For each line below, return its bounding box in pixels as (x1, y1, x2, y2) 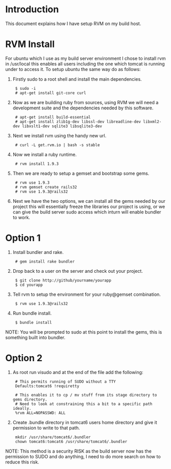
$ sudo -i (15, 86, 36, 91)
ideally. (12, 406, 32, 411)
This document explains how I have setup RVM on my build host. (5, 20, 141, 27)
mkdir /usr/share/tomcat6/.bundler (15, 434, 91, 440)
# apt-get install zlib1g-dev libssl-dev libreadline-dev (15, 119, 141, 124)
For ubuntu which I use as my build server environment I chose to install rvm (5, 55, 166, 61)
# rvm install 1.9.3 (15, 161, 59, 167)
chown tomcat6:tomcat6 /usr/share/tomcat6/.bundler (15, 439, 128, 444)
